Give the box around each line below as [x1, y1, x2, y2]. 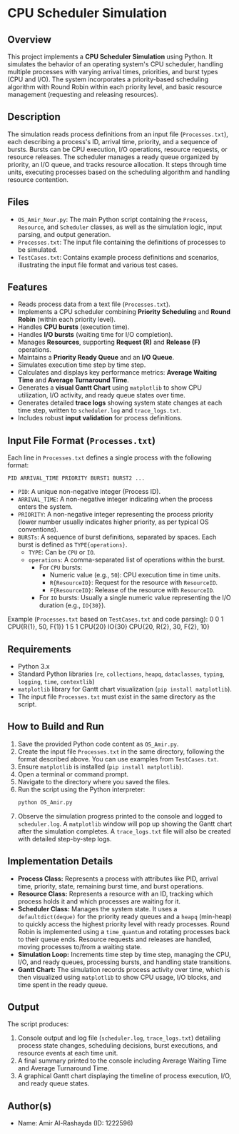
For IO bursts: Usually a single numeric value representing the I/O [39, 594, 231, 602]
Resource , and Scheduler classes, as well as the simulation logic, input [17, 223, 223, 231]
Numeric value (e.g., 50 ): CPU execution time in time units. [49, 571, 221, 579]
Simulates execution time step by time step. [17, 360, 146, 369]
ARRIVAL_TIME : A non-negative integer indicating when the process [17, 495, 213, 504]
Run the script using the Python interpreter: [17, 785, 146, 794]
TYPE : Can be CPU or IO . [28, 548, 96, 557]
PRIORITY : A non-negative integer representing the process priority [17, 510, 214, 519]
